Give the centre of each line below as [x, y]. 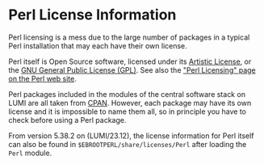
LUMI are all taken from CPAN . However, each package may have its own [130, 103]
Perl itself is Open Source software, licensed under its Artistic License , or [130, 61]
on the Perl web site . [42, 78]
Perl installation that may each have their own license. [98, 45]
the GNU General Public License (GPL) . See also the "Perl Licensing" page [132, 69]
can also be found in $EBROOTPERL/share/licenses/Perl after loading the [128, 144]
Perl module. [30, 153]
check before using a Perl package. [67, 120]
